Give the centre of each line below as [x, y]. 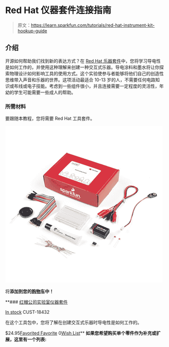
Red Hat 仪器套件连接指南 [58, 10]
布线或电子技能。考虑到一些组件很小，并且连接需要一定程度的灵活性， [87, 86]
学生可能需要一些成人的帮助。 [45, 92]
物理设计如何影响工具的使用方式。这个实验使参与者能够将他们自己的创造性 [87, 73]
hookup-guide [32, 31]
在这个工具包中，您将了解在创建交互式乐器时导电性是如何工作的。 [73, 322]
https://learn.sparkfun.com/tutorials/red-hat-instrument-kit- [93, 25]
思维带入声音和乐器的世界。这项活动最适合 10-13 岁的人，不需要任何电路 [80, 80]
